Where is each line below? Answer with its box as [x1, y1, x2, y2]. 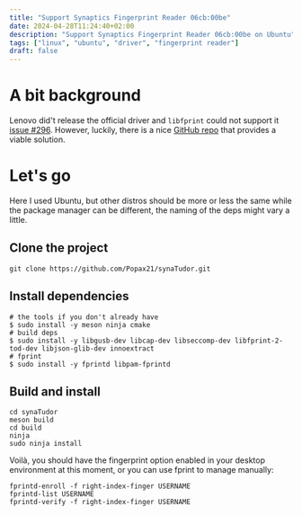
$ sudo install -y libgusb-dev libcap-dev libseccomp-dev [9, 336, 231, 345]
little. [9, 215, 28, 225]
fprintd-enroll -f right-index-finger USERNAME [9, 482, 191, 491]
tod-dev [9, 343, 39, 353]
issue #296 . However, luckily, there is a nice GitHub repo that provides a [9, 125, 277, 136]
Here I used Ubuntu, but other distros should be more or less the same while [9, 195, 292, 206]
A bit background [9, 85, 142, 106]
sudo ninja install [9, 440, 83, 448]
